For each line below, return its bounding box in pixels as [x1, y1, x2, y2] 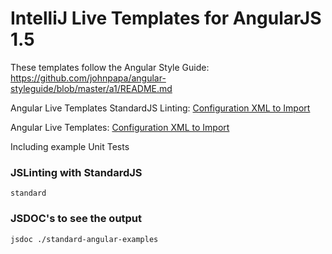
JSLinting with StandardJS [10, 165, 143, 179]
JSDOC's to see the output [10, 212, 143, 226]
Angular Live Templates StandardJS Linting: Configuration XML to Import [10, 102, 311, 114]
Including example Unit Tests [10, 140, 130, 152]
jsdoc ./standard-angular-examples [10, 234, 159, 244]
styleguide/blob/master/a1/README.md [10, 82, 173, 94]
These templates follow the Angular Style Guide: [10, 61, 210, 73]
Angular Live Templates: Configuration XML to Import [10, 121, 230, 133]
